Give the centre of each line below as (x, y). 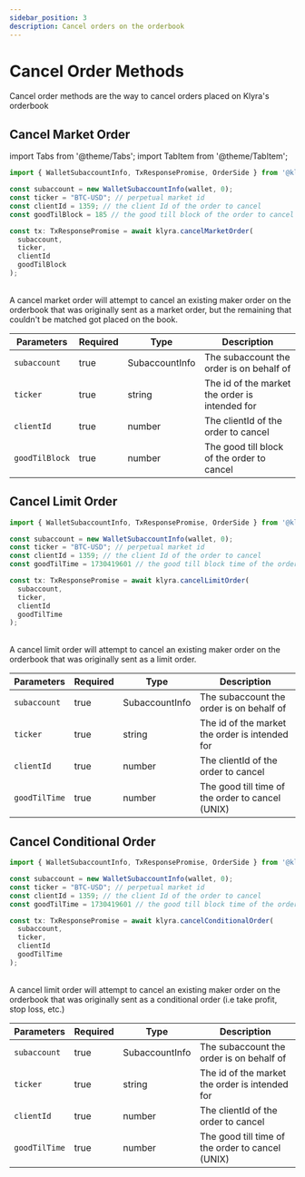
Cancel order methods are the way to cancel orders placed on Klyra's (139, 96)
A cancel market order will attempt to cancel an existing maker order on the (150, 299)
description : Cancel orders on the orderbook (97, 26)
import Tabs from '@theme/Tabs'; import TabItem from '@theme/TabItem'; (149, 156)
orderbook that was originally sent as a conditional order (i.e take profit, (143, 999)
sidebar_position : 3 (49, 18)
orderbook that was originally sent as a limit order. (103, 660)
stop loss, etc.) (37, 1009)
